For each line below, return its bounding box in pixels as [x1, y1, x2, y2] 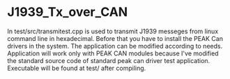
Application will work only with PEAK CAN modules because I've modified [7, 49, 219, 58]
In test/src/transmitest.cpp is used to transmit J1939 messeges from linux [7, 27, 219, 35]
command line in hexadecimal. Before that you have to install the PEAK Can [7, 34, 223, 42]
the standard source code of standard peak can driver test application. [7, 56, 210, 64]
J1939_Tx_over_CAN [7, 4, 128, 20]
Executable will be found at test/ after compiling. [7, 64, 146, 72]
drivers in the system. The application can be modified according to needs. [7, 42, 223, 50]
